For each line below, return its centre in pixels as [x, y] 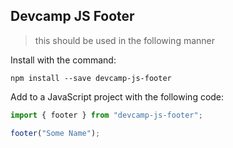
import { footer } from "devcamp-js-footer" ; [106, 115]
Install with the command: [63, 60]
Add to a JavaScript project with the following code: [117, 96]
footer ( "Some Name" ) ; [55, 133]
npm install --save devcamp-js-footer [91, 78]
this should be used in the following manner [125, 40]
